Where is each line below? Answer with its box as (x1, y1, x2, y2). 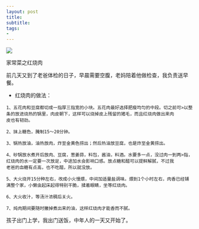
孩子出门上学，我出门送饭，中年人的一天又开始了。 (6, 217, 131, 224)
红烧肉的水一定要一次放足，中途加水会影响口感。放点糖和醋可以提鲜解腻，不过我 (6, 158, 174, 164)
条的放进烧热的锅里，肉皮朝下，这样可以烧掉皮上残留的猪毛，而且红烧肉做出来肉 (6, 111, 174, 117)
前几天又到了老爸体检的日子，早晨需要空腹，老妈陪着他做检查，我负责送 (6, 72, 183, 79)
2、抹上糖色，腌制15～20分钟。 (6, 129, 73, 135)
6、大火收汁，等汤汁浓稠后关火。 (6, 194, 75, 200)
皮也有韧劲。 (6, 117, 33, 124)
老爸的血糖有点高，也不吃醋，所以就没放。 (6, 165, 95, 171)
